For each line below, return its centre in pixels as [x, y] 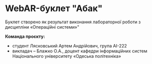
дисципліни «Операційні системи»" [42, 27]
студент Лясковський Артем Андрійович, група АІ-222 [69, 46]
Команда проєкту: [25, 36]
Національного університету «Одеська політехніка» [67, 56]
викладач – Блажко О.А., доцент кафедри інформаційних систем [80, 51]
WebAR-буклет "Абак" [54, 8]
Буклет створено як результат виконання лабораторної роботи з [73, 22]
